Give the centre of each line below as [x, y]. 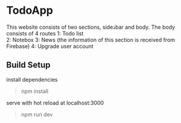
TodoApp [30, 10]
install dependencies [32, 79]
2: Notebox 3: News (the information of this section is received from [91, 40]
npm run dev [37, 114]
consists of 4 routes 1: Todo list [45, 33]
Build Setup [28, 65]
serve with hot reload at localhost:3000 [55, 103]
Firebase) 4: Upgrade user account [50, 46]
